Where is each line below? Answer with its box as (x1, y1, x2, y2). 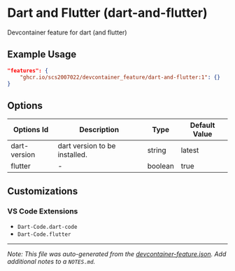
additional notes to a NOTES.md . (7, 257, 96, 265)
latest (180, 145, 199, 155)
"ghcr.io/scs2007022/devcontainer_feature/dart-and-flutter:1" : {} (20, 74, 220, 81)
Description (79, 125, 120, 135)
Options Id (13, 125, 49, 135)
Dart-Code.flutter (17, 230, 71, 238)
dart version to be (57, 141, 116, 151)
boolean (147, 161, 175, 171)
